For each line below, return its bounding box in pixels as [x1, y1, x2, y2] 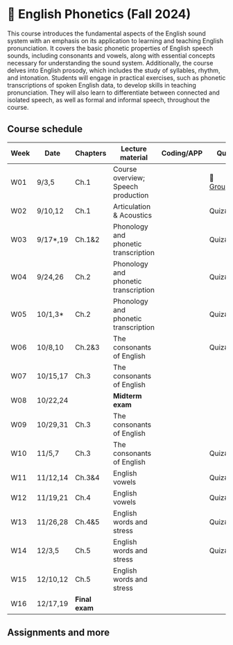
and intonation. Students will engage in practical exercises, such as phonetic [7, 73, 226, 82]
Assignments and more [7, 627, 110, 639]
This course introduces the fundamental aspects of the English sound [7, 29, 206, 38]
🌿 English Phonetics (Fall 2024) [7, 6, 191, 22]
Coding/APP [161, 148, 203, 158]
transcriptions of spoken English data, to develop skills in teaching [7, 81, 196, 89]
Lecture [121, 144, 147, 154]
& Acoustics [113, 210, 153, 220]
